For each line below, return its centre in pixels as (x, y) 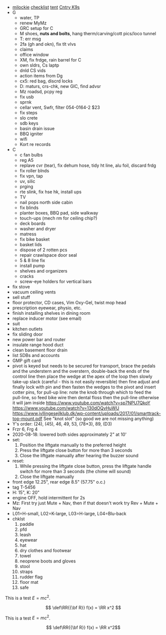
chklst (19, 519)
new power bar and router (39, 339)
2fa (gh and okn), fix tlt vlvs (48, 44)
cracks (27, 276)
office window (34, 55)
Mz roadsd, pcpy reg (41, 92)
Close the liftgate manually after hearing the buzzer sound (79, 456)
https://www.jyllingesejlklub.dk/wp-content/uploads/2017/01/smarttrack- (86, 413)
